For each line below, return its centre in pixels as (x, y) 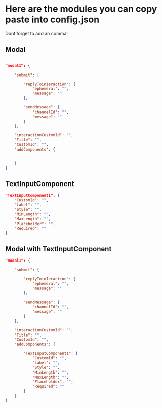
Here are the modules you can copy (81, 9)
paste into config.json (52, 20)
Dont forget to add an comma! (37, 33)
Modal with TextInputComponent (58, 249)
